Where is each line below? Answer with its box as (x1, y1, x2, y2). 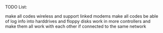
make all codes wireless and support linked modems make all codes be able (5, 13, 159, 19)
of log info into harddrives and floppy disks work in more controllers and (5, 19, 151, 24)
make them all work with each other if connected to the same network (5, 23, 146, 29)
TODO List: (5, 4, 27, 10)
